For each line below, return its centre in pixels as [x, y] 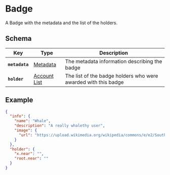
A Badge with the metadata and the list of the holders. [61, 23]
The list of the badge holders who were [112, 76]
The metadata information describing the [114, 61]
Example [19, 100]
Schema [18, 39]
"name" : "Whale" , [33, 121]
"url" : [26, 135]
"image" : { [26, 131]
